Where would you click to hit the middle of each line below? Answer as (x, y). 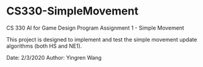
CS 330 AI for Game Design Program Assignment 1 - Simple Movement (95, 28)
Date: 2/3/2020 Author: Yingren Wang (54, 57)
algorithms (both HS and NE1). (44, 46)
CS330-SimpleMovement (73, 11)
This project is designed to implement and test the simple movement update (102, 39)
